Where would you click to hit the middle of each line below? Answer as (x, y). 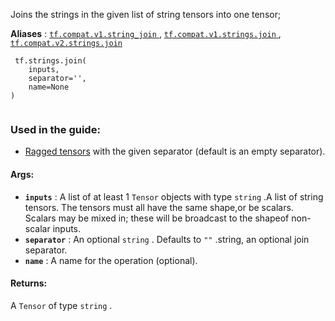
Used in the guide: (55, 129)
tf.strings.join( (50, 61)
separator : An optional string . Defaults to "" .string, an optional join (167, 239)
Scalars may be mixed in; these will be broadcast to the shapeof (157, 218)
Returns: (29, 283)
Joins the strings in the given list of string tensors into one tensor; (146, 14)
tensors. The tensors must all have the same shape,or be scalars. (159, 207)
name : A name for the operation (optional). (111, 260)
